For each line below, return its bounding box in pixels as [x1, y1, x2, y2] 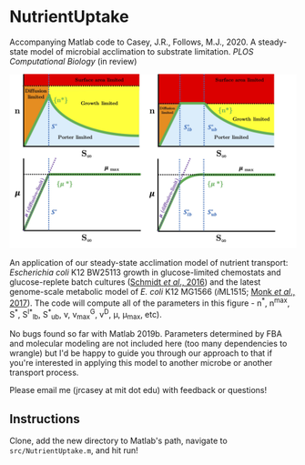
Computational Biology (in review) [9, 56, 137, 66]
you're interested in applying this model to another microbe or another [9, 358, 273, 369]
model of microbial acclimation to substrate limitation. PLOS [30, 45, 254, 56]
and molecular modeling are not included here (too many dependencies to [9, 339, 288, 349]
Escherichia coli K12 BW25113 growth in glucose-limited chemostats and [9, 267, 281, 278]
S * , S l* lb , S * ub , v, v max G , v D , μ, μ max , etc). [9, 307, 162, 322]
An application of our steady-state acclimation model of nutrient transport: [9, 258, 289, 268]
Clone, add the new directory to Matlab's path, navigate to [9, 435, 228, 446]
